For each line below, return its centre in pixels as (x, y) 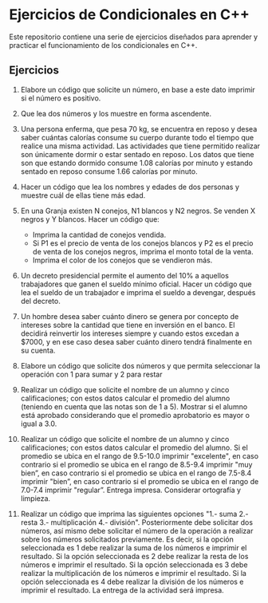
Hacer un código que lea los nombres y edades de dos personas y (130, 187)
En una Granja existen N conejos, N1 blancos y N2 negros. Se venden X (138, 211)
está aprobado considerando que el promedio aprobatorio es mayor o (135, 415)
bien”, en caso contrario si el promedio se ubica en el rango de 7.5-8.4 (136, 473)
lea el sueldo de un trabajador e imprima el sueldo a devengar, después (138, 292)
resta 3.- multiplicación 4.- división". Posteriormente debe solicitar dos (137, 522)
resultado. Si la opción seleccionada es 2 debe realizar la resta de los (134, 556)
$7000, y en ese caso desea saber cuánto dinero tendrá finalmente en (136, 341)
